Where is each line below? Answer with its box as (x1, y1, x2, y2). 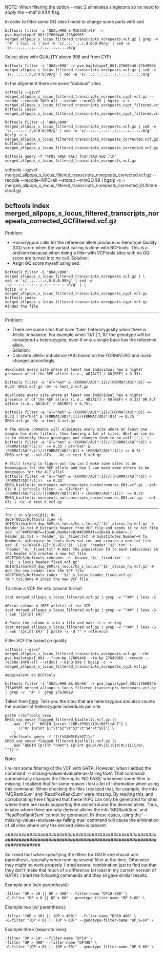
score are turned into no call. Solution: (12, 255, 89, 261)
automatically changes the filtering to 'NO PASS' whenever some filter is (5, 775, 150, 781)
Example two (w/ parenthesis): (5, 904, 67, 910)
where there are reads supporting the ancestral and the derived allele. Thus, (5, 801, 159, 807)
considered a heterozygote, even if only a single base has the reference (12, 337, 157, 342)
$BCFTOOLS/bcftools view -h (5, 517, 62, 522)
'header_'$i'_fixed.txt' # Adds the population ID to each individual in (5, 547, 159, 551)
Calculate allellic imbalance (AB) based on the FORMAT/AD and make (12, 352, 152, 358)
